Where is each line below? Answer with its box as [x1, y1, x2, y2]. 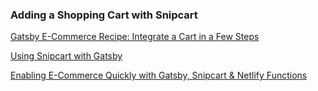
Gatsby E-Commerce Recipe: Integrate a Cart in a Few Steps [10, 31, 260, 43]
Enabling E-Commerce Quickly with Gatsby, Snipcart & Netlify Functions [10, 69, 308, 82]
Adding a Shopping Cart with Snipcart [10, 8, 198, 22]
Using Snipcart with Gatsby [10, 50, 123, 62]
